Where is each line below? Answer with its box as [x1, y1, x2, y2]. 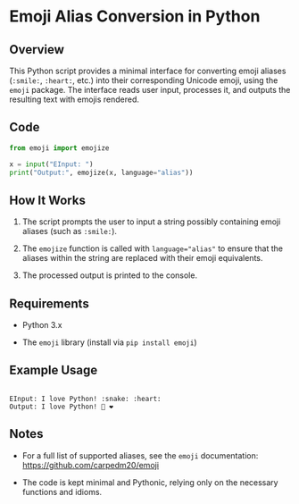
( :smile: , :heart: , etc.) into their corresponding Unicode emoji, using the [9, 75, 278, 86]
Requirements [9, 296, 89, 311]
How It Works [9, 192, 87, 207]
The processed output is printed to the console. [21, 270, 198, 281]
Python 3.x [21, 320, 62, 331]
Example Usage [9, 363, 98, 378]
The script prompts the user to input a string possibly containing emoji [21, 216, 281, 227]
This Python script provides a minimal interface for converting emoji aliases [9, 65, 287, 76]
